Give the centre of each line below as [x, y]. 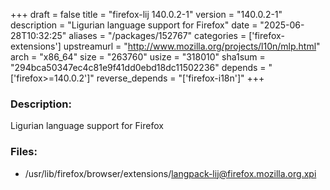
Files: [24, 152]
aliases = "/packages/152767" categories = [157, 35]
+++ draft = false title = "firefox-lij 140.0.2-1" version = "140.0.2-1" [146, 14]
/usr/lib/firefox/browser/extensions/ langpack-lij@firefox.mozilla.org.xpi [170, 173]
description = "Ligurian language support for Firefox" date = [134, 25]
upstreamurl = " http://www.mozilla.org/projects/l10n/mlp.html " [192, 46]
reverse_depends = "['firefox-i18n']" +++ [180, 78]
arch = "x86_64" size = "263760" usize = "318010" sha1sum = [138, 57]
